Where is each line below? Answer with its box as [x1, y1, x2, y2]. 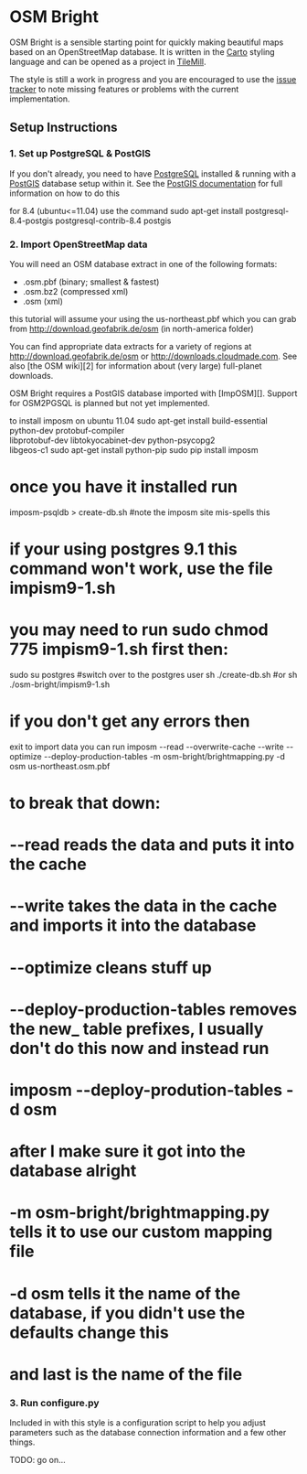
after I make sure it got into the [9, 1141, 246, 1162]
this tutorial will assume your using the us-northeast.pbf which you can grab [9, 313, 297, 324]
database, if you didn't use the [9, 1302, 246, 1323]
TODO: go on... [9, 1455, 66, 1466]
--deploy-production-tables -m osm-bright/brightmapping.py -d [44, 750, 286, 761]
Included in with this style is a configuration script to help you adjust [9, 1417, 267, 1428]
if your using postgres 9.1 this [9, 539, 238, 560]
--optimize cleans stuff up [9, 957, 213, 978]
